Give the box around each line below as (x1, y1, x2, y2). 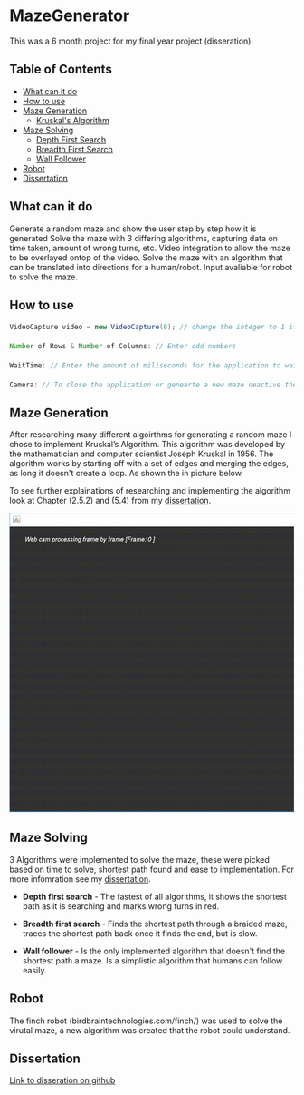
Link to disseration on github (9, 1075, 116, 1086)
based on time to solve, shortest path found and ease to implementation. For (9, 864, 295, 875)
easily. (22, 964, 47, 975)
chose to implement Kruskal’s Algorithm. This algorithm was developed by (9, 439, 286, 450)
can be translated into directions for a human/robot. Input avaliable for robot (9, 261, 293, 272)
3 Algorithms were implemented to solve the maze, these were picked (9, 854, 270, 865)
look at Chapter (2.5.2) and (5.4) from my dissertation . (9, 495, 212, 506)
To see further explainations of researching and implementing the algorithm (9, 485, 291, 496)
